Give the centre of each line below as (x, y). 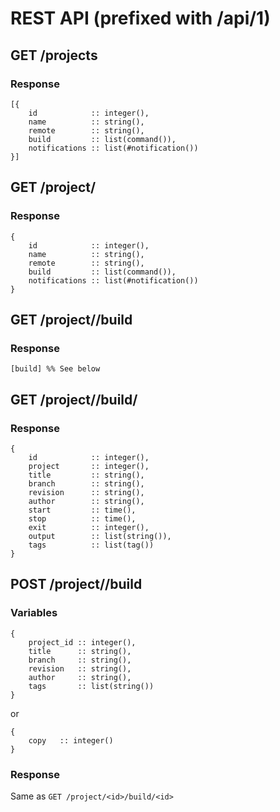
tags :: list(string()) (91, 686)
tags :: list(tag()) (91, 545)
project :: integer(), (89, 466)
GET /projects (54, 55)
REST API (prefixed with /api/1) (140, 18)
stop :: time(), (82, 518)
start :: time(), (82, 510)
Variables (34, 613)
